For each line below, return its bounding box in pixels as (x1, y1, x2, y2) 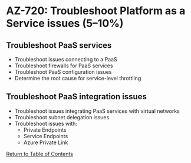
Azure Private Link (23, 139, 68, 146)
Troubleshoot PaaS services (6, 40, 112, 50)
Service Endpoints (23, 132, 68, 139)
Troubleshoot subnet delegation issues (14, 113, 110, 120)
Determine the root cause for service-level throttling (14, 75, 141, 81)
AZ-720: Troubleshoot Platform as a (6, 4, 186, 18)
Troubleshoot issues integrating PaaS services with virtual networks (14, 107, 180, 115)
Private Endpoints (23, 126, 67, 133)
